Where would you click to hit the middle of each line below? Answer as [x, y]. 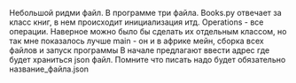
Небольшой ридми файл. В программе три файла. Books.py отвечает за [145, 13]
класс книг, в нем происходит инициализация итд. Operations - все [136, 22]
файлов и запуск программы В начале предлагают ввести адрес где [140, 50]
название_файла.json [49, 69]
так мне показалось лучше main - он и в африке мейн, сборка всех [136, 41]
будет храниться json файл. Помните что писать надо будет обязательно [148, 60]
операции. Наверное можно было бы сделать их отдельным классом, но [148, 31]
